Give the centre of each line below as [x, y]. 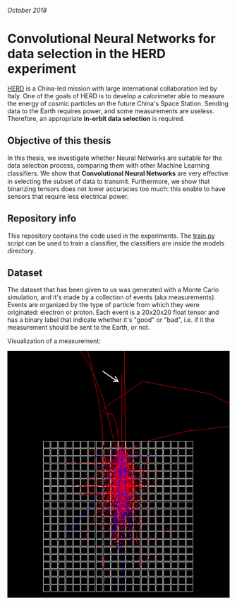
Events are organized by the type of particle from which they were [103, 305]
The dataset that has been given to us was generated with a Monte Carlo [113, 290]
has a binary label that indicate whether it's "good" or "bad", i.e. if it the [111, 320]
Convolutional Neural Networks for [112, 39]
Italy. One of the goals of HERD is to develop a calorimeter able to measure [116, 96]
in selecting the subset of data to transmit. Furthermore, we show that [109, 181]
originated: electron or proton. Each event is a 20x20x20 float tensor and [113, 312]
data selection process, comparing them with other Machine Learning [109, 165]
